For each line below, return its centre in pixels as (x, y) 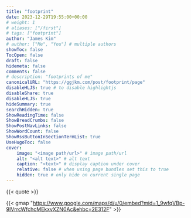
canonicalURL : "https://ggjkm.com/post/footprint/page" (76, 83)
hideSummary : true (28, 104)
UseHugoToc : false (28, 142)
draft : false (22, 60)
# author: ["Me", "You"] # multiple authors (61, 45)
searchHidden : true (30, 110)
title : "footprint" (30, 11)
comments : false (26, 71)
